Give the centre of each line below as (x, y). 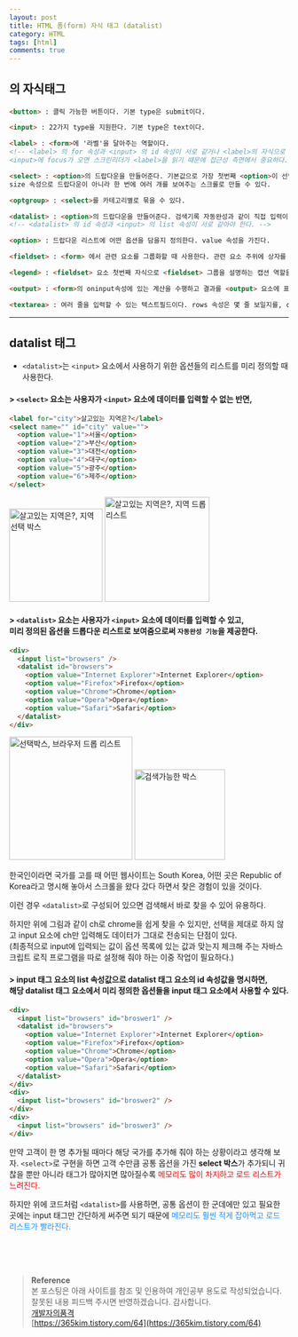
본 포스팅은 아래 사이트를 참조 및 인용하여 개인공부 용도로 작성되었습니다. (156, 1290)
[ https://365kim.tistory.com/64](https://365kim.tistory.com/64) (146, 1323)
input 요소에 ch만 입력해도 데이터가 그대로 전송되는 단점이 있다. (128, 935)
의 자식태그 (38, 88)
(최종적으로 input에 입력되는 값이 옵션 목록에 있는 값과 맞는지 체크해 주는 (134, 946)
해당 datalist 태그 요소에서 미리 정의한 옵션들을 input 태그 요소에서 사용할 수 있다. (149, 991)
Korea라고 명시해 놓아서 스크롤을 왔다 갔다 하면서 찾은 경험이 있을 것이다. (136, 886)
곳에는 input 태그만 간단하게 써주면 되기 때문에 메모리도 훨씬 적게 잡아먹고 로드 (145, 1215)
